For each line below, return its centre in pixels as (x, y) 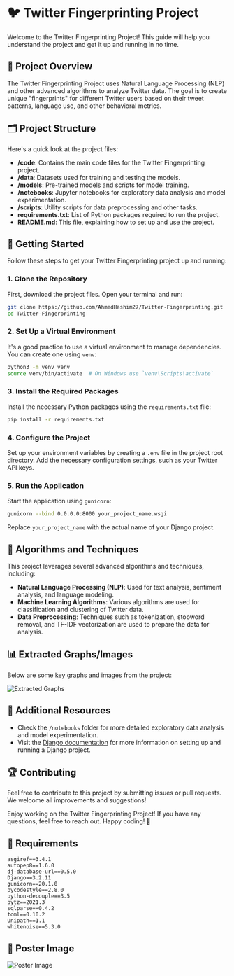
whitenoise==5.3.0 (34, 927)
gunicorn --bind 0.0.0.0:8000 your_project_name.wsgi (87, 514)
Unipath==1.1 (26, 921)
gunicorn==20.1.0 (32, 884)
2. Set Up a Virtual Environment (62, 331)
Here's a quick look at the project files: (63, 149)
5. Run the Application (46, 485)
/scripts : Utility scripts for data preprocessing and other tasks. (107, 207)
